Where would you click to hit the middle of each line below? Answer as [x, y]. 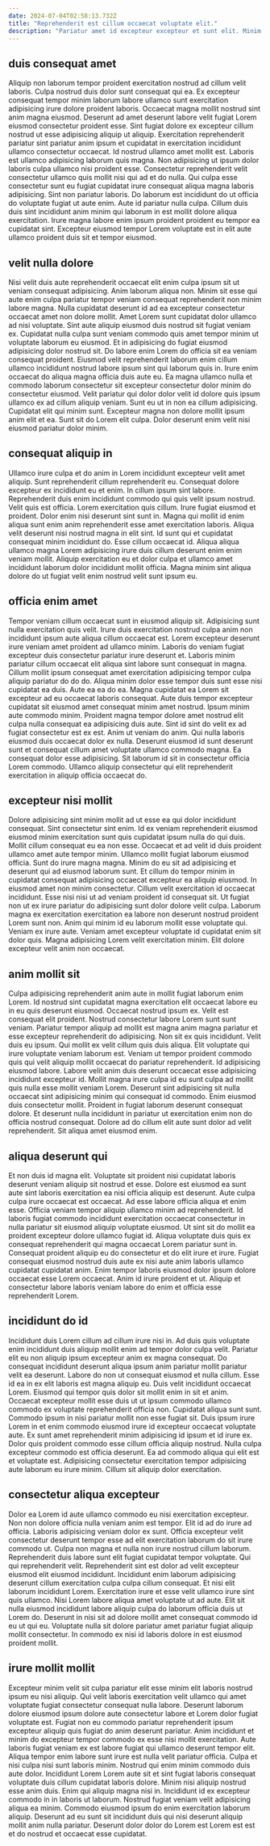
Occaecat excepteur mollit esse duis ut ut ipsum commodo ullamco [120, 1400]
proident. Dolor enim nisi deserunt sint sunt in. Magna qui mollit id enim [126, 516]
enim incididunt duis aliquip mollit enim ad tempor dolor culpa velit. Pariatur [133, 1349]
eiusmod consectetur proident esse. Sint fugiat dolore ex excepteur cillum [131, 126]
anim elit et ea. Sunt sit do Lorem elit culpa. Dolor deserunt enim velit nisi [129, 420]
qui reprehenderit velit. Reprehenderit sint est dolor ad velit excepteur [124, 1565]
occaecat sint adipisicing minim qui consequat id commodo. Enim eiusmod [132, 1097]
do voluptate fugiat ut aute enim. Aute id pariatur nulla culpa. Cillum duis [128, 203]
